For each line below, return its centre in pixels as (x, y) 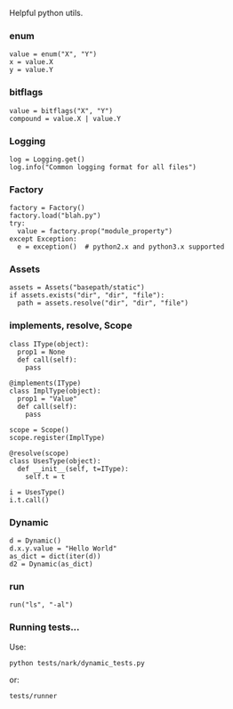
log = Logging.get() (48, 159)
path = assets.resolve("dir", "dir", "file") (103, 303)
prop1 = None (41, 352)
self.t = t (45, 477)
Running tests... (44, 627)
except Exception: (43, 240)
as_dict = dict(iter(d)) (55, 557)
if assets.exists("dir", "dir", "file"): (87, 296)
